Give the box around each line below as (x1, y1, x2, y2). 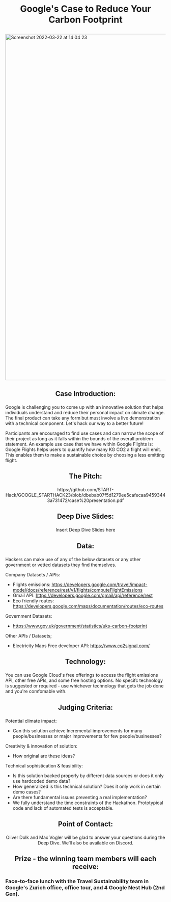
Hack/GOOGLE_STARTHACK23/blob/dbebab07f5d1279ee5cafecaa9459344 (5, 492, 166, 498)
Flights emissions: (12, 581, 51, 588)
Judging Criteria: (58, 703, 113, 711)
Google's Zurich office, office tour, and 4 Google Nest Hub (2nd (5, 884, 165, 891)
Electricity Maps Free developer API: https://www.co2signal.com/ (12, 643, 150, 649)
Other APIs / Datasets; (5, 632, 52, 639)
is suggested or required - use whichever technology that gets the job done (5, 683, 164, 689)
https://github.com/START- (57, 486, 114, 492)
